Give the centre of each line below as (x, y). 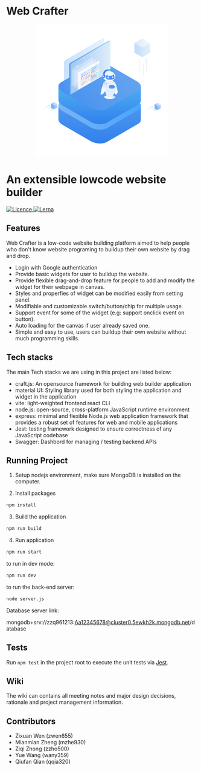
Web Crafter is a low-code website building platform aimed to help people (98, 243)
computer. (28, 481)
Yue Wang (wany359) (42, 755)
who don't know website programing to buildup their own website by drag (98, 249)
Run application (34, 540)
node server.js (25, 599)
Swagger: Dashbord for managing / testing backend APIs (86, 442)
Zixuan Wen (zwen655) (44, 736)
